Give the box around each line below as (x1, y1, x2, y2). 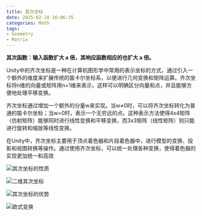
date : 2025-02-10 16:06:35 (6, 14, 74, 20)
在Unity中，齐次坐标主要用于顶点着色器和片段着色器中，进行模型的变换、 (6, 137, 188, 144)
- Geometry (6, 31, 34, 37)
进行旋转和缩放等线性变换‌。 (6, 124, 75, 131)
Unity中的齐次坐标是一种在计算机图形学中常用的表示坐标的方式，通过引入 (6, 67, 188, 74)
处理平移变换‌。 (16, 89, 54, 96)
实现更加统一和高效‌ (6, 152, 54, 159)
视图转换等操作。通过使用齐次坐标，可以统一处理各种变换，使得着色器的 (16, 145, 196, 152)
